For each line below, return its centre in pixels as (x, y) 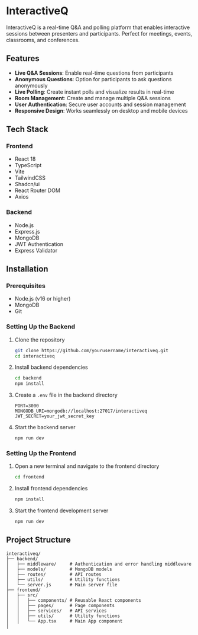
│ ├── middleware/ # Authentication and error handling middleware (99, 564)
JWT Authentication (39, 244)
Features (23, 58)
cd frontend (29, 477)
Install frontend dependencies (51, 489)
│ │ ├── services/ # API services (57, 611)
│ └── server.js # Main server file (62, 585)
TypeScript (28, 165)
